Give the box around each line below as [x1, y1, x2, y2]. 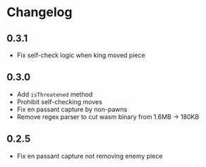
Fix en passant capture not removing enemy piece [16, 151, 163, 160]
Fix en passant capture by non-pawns [16, 105, 128, 113]
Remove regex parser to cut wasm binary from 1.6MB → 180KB [16, 112, 200, 120]
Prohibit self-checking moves [16, 97, 103, 106]
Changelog [6, 4, 73, 20]
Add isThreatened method [16, 89, 93, 99]
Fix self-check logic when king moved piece [16, 51, 145, 59]
